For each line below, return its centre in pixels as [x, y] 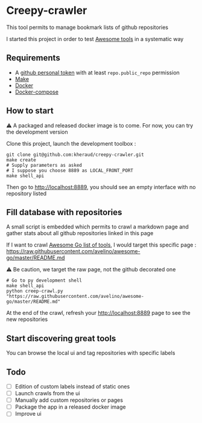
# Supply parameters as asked [44, 165]
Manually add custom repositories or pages [69, 400]
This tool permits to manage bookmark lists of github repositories [87, 27]
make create [21, 160]
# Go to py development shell [44, 281]
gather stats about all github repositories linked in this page [80, 233]
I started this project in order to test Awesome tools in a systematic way [95, 39]
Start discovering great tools [61, 338]
